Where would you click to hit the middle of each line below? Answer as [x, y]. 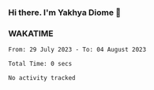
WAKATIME [31, 33]
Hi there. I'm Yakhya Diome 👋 [65, 13]
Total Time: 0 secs [40, 64]
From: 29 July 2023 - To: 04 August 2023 [77, 50]
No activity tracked [42, 77]
